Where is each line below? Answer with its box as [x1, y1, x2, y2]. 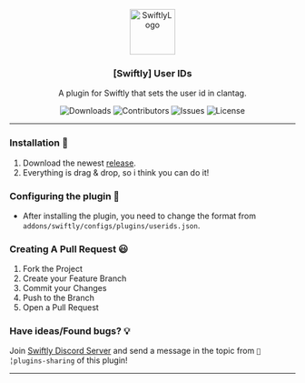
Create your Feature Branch [22, 273, 127, 284]
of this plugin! [76, 355, 129, 366]
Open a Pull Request [22, 302, 100, 313]
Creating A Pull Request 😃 [9, 242, 129, 255]
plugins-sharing [9, 357, 75, 366]
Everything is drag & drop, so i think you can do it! [22, 166, 210, 177]
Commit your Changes [22, 283, 107, 294]
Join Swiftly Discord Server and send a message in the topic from [9, 346, 255, 357]
